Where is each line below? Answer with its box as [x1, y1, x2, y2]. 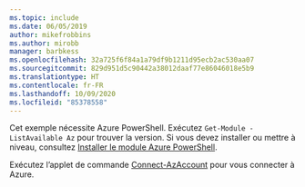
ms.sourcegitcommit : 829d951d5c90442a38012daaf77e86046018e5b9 [9, 64, 255, 74]
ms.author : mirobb [9, 38, 79, 48]
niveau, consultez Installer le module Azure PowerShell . [9, 142, 218, 153]
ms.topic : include [9, 13, 79, 23]
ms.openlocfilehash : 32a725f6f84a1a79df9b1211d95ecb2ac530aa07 [9, 55, 255, 64]
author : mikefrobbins [9, 30, 92, 39]
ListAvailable [9, 133, 64, 143]
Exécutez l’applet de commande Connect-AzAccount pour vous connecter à [9, 160, 295, 171]
